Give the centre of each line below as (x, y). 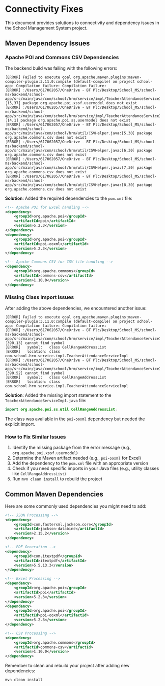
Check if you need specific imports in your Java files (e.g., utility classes (85, 468)
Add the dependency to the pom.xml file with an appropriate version (80, 463)
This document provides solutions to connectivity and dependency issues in (82, 23)
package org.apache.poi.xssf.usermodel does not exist (80, 103)
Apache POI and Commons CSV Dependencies (62, 58)
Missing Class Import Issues (40, 297)
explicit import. (20, 424)
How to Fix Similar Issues (36, 437)
